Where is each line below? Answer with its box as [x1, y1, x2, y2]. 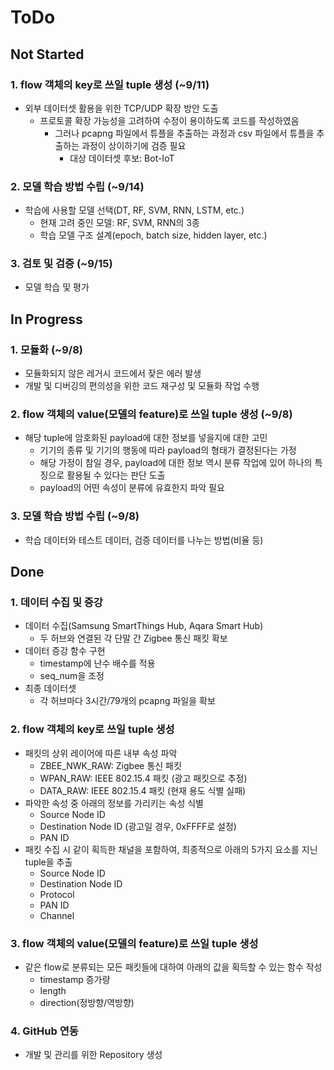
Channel [39, 909, 75, 921]
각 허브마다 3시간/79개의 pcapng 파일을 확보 [39, 695, 216, 707]
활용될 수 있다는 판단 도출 [66, 469, 166, 481]
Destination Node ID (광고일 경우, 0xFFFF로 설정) [39, 820, 237, 832]
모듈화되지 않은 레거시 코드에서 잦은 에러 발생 [24, 367, 202, 380]
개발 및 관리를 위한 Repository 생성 [24, 1049, 163, 1061]
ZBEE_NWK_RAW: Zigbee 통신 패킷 [39, 759, 182, 771]
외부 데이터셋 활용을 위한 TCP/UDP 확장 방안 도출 [24, 102, 219, 114]
